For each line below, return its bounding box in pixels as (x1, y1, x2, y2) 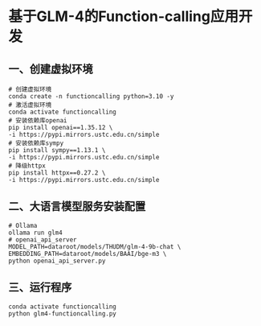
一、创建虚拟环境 (8, 62, 93, 76)
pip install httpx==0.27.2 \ (8, 169, 106, 177)
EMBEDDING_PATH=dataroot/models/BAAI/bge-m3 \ (8, 250, 167, 258)
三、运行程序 (8, 281, 72, 295)
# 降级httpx (8, 162, 46, 170)
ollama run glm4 (8, 229, 63, 237)
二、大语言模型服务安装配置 (8, 200, 146, 213)
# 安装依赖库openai (8, 117, 67, 125)
